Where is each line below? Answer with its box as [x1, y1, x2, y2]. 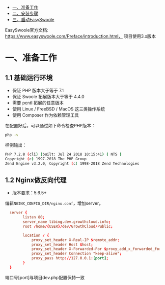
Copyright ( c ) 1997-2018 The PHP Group [5, 156, 87, 161]
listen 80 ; [23, 215, 45, 220]
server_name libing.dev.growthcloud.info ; [23, 219, 111, 224]
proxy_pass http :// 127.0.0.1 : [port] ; [31, 256, 109, 261]
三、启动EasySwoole [12, 17, 55, 22]
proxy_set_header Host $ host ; [31, 242, 93, 247]
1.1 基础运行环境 [5, 73, 53, 82]
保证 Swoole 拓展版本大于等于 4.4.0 [12, 94, 84, 100]
